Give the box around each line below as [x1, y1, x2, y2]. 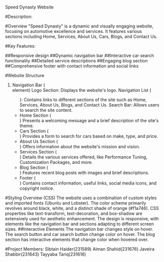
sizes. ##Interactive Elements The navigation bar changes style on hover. [5, 226, 154, 232]
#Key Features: [5, 43, 36, 49]
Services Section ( [19, 149, 57, 155]
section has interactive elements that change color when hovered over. [5, 236, 149, 242]
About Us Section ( [19, 138, 58, 144]
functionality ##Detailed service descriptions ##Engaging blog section [5, 58, 148, 63]
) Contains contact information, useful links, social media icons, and [19, 180, 157, 186]
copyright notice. [19, 185, 55, 191]
